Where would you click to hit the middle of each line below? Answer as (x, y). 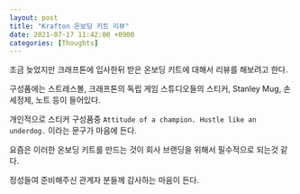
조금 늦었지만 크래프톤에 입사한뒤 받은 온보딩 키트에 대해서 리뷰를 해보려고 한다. (149, 69)
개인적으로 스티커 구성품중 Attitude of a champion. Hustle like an (133, 119)
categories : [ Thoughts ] (54, 43)
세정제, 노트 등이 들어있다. (55, 100)
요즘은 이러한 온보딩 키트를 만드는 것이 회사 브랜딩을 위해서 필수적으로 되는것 (144, 150)
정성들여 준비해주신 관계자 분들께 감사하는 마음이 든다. (105, 180)
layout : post (34, 18)
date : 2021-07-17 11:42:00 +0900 (72, 34)
